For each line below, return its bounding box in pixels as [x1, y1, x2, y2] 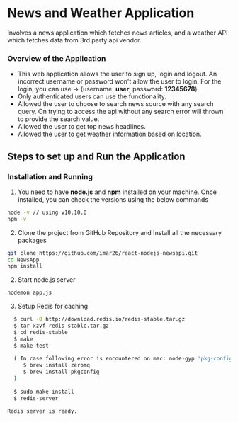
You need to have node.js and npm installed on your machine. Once [17, 188, 217, 196]
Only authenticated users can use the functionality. [17, 92, 167, 101]
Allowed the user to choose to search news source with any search [17, 100, 214, 108]
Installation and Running [7, 171, 93, 181]
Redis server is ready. [7, 407, 78, 415]
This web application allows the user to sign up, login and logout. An [17, 69, 217, 79]
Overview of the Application [7, 53, 106, 63]
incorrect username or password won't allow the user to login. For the [17, 77, 222, 86]
